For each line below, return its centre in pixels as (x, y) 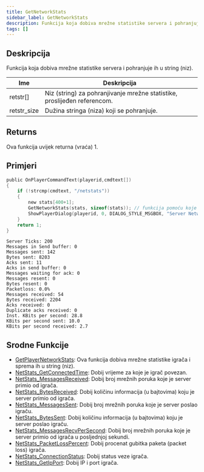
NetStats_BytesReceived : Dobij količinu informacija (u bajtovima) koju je (105, 392)
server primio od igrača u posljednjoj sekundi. (72, 437)
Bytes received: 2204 (34, 300)
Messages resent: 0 (31, 279)
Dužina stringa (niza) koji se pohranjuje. (101, 111)
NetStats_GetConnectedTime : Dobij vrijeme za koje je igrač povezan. (101, 373)
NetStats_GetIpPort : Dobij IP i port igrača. (66, 463)
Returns (22, 132)
